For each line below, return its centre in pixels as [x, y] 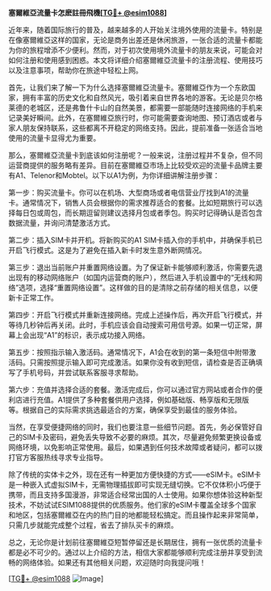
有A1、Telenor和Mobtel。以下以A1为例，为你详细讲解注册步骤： [114, 175]
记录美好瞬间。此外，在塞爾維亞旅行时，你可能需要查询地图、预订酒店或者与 [135, 118]
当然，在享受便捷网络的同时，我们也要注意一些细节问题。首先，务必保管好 [132, 427]
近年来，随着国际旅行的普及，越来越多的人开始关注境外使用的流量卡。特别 [132, 30]
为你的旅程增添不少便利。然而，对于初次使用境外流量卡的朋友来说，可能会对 [135, 50]
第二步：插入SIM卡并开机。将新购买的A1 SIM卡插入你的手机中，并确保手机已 [135, 240]
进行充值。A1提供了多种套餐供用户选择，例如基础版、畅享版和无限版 [135, 400]
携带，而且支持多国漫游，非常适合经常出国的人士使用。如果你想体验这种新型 [135, 495]
